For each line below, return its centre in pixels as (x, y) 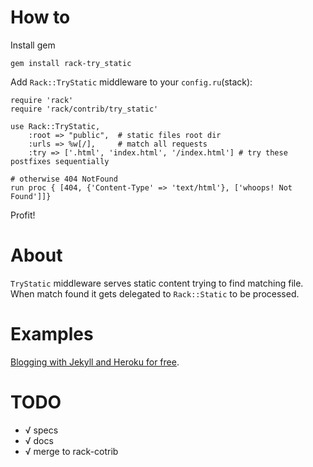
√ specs (41, 430)
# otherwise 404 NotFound (64, 179)
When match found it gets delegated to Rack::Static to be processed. (155, 293)
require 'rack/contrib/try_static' (84, 109)
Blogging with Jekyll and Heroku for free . (95, 362)
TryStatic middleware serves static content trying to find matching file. (157, 283)
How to (40, 17)
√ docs (39, 440)
